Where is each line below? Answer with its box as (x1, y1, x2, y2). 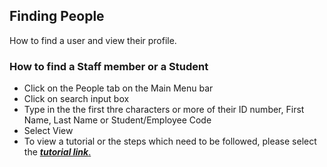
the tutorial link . (23, 146, 92, 158)
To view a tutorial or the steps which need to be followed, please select (23, 135, 317, 148)
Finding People (9, 8, 105, 25)
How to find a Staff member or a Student (9, 59, 209, 73)
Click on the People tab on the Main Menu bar (23, 82, 214, 94)
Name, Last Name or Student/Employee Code (23, 114, 212, 126)
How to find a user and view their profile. (9, 34, 177, 46)
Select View (23, 125, 74, 137)
